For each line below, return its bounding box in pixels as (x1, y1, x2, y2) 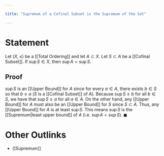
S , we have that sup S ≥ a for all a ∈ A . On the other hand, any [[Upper (5, 96, 149, 102)
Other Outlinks (5, 129, 66, 140)
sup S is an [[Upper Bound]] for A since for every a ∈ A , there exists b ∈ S (5, 86, 157, 92)
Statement (5, 37, 49, 48)
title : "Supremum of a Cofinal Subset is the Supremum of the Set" (5, 11, 147, 16)
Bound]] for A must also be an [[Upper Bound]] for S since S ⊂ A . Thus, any (5, 101, 159, 107)
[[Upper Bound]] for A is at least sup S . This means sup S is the (5, 107, 133, 113)
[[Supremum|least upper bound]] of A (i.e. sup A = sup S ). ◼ (5, 112, 128, 118)
